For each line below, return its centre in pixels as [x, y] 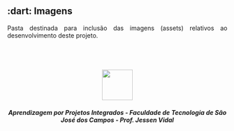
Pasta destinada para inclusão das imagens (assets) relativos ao [117, 28]
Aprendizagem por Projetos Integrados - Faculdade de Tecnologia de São [117, 112]
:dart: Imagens [40, 11]
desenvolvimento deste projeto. [53, 35]
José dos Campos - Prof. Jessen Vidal [117, 120]
